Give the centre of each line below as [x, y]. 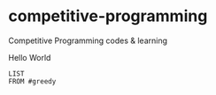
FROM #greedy [32, 81]
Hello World [30, 57]
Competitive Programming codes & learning [88, 40]
